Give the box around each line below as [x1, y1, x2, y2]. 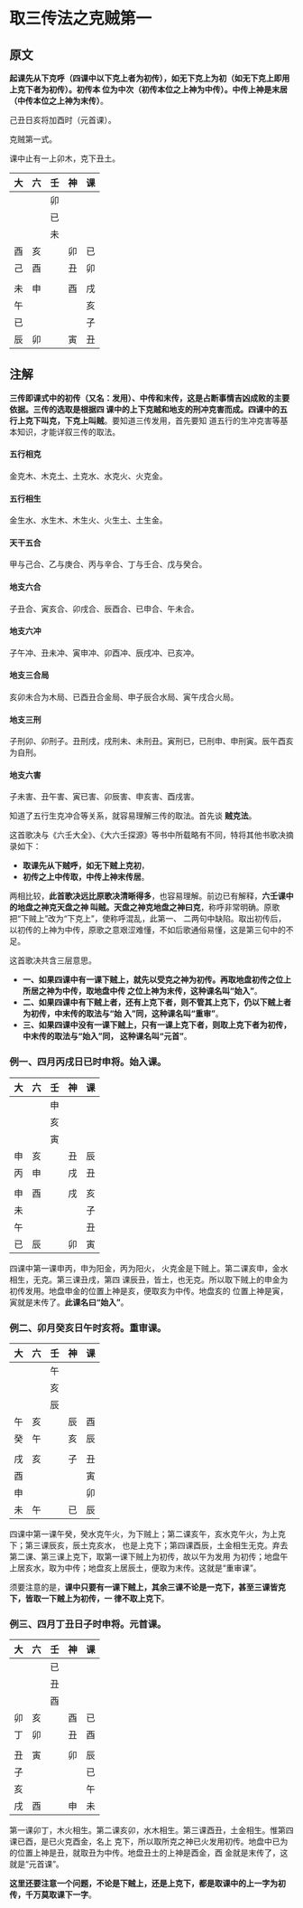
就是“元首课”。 [9, 1859, 65, 1870]
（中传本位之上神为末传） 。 [9, 96, 108, 106]
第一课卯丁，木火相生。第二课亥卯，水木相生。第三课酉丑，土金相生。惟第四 [9, 1825, 294, 1836]
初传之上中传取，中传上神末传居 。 [22, 872, 150, 883]
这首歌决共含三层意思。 [9, 955, 96, 966]
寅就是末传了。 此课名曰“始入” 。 [9, 1297, 129, 1308]
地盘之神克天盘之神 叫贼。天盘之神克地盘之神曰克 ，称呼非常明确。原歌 [16, 902, 280, 913]
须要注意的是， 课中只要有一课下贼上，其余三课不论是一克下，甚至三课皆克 [9, 1582, 286, 1592]
